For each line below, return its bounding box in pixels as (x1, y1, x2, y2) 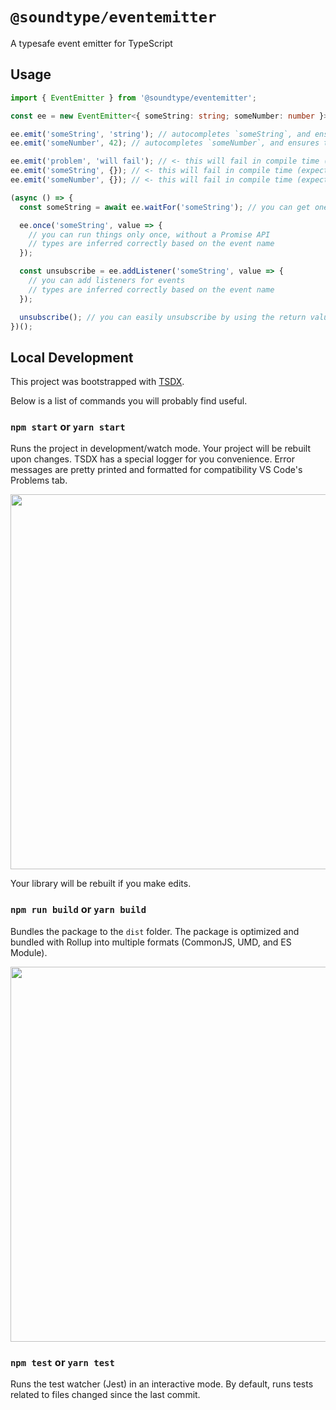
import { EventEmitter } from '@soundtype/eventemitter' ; (10, 93, 257, 103)
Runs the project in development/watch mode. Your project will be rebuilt (10, 443, 311, 455)
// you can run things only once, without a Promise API (28, 229, 271, 240)
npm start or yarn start (10, 420, 126, 434)
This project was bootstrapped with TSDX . (10, 376, 185, 388)
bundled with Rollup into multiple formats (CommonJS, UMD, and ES (10, 936, 292, 948)
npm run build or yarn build (10, 903, 147, 917)
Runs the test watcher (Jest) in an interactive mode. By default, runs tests (10, 1378, 314, 1390)
